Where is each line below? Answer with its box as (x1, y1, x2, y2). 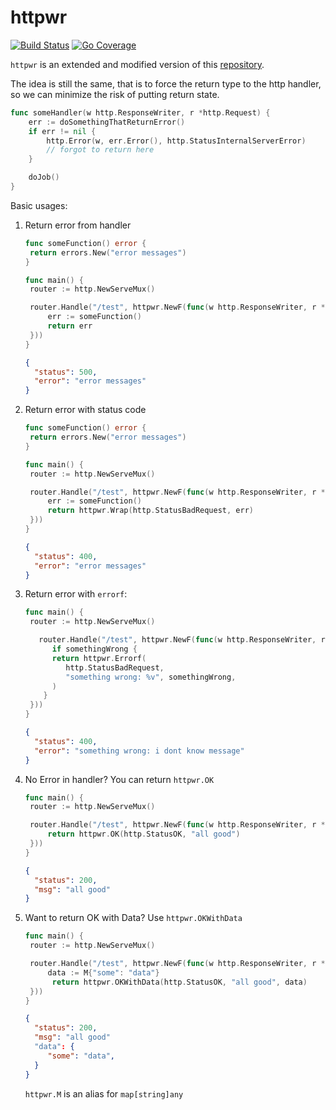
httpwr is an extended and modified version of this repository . (10, 58, 265, 70)
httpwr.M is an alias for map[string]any (24, 1087, 184, 1100)
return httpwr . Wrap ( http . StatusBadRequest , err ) (47, 506, 254, 516)
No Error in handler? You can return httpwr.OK (24, 773, 215, 785)
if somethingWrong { (51, 644, 138, 655)
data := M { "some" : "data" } (47, 967, 160, 978)
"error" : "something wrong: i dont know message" (34, 746, 245, 756)
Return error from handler (24, 219, 132, 231)
